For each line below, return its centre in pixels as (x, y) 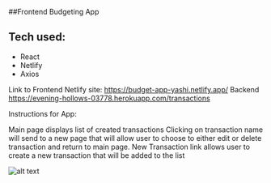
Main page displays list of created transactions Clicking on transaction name (136, 130)
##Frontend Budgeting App (54, 12)
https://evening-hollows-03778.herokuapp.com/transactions (109, 98)
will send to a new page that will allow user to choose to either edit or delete (135, 138)
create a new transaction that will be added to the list (97, 155)
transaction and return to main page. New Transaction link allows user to (129, 147)
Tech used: (37, 37)
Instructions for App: (42, 113)
